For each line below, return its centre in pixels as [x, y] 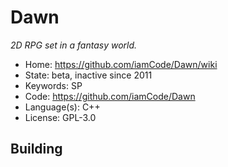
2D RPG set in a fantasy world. [74, 45]
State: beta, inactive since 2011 [88, 75]
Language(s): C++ [62, 107]
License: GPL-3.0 [60, 117]
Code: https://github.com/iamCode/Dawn [110, 96]
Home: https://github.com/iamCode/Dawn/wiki [121, 64]
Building [36, 149]
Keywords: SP [53, 85]
